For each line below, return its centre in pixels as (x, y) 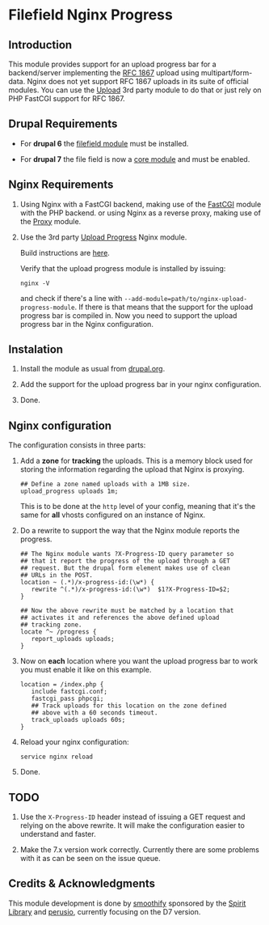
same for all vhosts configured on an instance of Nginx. (113, 515)
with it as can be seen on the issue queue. (90, 859)
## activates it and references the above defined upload (120, 618)
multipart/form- (227, 73)
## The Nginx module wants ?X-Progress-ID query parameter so (127, 554)
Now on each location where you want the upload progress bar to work (139, 661)
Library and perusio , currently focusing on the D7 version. (105, 911)
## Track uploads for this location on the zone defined (129, 706)
